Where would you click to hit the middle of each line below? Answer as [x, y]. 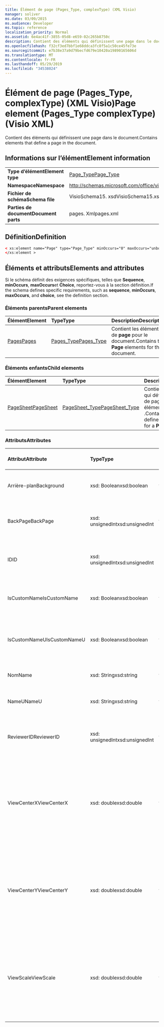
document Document [32, 213]
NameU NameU [25, 701]
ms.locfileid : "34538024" [31, 69]
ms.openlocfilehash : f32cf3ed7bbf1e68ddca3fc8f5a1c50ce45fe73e [71, 46]
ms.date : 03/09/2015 [26, 19]
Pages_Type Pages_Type [79, 341]
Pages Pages [22, 341]
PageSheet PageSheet [32, 407]
